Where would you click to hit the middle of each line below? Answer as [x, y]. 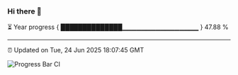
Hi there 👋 [25, 11]
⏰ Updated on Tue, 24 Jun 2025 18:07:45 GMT [76, 50]
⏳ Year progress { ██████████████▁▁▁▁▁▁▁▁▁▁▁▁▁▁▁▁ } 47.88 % [118, 27]
